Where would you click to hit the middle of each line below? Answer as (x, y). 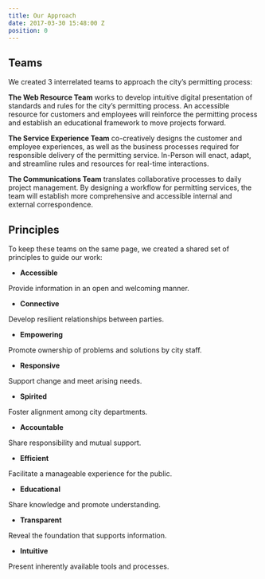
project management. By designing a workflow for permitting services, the (130, 187)
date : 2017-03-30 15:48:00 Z (57, 23)
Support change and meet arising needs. (75, 381)
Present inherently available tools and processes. (89, 566)
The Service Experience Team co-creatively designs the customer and (125, 138)
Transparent (41, 520)
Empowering (41, 335)
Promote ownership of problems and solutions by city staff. (105, 350)
